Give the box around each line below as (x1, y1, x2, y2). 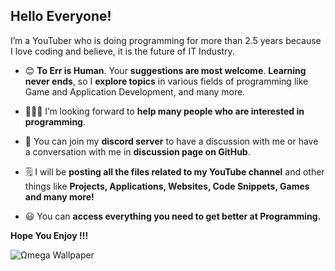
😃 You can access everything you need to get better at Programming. (24, 210, 322, 222)
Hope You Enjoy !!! (10, 229, 89, 241)
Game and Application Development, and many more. (24, 85, 246, 98)
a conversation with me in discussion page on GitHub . (24, 145, 251, 158)
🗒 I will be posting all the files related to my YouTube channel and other (24, 165, 325, 178)
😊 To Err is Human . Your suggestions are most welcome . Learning (24, 64, 307, 76)
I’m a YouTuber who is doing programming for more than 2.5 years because (10, 34, 322, 46)
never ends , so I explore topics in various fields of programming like (24, 75, 309, 87)
